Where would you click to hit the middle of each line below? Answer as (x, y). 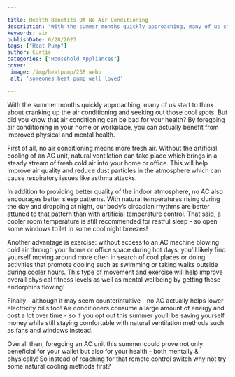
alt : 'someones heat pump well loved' (67, 78)
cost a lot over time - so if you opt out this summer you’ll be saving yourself (116, 315)
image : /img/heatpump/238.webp (56, 72)
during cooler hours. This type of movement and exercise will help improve (115, 272)
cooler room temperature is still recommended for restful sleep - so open (113, 221)
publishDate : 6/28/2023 (42, 39)
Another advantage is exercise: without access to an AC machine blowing (113, 242)
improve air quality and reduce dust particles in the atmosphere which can (114, 170)
